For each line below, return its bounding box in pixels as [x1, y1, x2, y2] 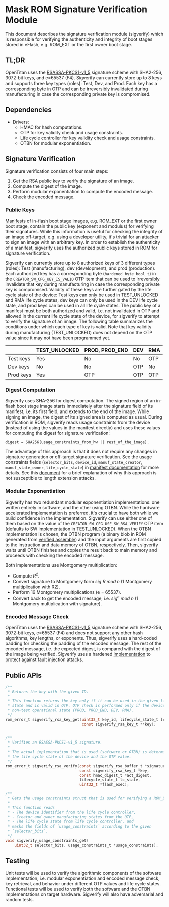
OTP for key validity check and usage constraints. [20, 129, 123, 135]
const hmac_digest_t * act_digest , [79, 773, 152, 778]
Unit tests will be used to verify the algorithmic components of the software [5, 870, 162, 876]
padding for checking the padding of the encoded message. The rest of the [5, 640, 162, 646]
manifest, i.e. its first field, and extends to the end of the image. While [5, 408, 149, 415]
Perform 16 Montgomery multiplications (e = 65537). [12, 589, 122, 595]
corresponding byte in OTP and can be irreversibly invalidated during [5, 86, 148, 92]
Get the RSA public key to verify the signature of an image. [12, 178, 134, 184]
